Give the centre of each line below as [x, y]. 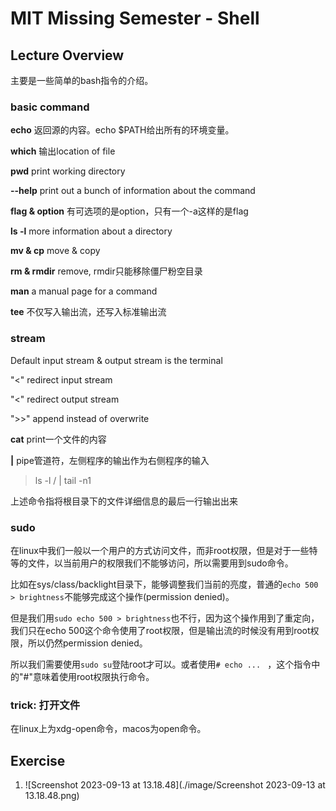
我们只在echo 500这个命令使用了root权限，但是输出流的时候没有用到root [160, 630]
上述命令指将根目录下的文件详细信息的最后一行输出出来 [124, 501]
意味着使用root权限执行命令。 [93, 676]
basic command [50, 107]
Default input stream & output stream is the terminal [116, 360]
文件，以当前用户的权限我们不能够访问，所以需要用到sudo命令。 [160, 563]
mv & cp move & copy [55, 251]
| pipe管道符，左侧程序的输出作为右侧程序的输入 [110, 460]
